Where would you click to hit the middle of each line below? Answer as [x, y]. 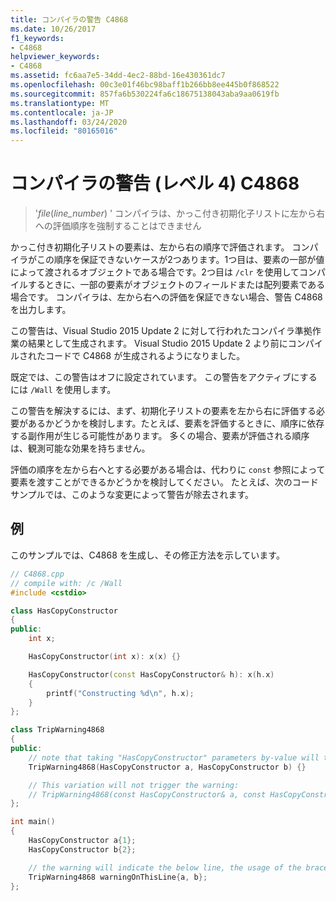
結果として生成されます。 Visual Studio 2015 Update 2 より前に [157, 343]
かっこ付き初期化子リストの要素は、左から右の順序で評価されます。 [150, 247]
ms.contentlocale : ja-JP [62, 112]
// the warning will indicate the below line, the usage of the [165, 867]
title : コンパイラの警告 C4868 [69, 19]
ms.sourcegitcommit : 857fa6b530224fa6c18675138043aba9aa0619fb [145, 94]
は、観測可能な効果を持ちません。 [80, 448]
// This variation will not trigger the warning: [134, 785]
